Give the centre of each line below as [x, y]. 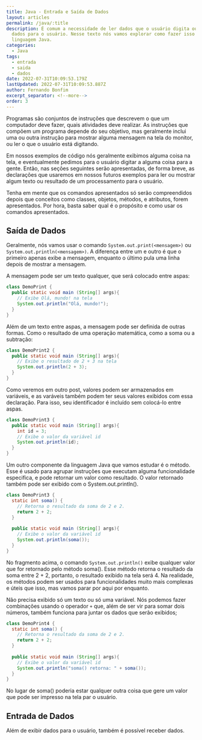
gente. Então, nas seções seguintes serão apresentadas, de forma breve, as [100, 168]
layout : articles [28, 17]
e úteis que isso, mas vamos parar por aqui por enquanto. [78, 588]
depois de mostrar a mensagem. [46, 265]
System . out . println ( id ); [48, 442]
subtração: [20, 339]
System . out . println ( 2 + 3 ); [52, 367]
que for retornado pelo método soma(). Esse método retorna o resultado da [100, 569]
